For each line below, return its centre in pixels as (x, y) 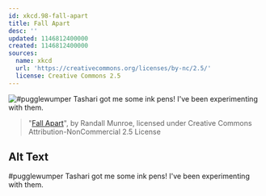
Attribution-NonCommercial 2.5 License (95, 131)
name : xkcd (34, 61)
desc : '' (23, 31)
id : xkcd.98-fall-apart (49, 16)
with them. (26, 185)
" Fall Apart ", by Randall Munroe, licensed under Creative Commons (140, 123)
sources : (23, 53)
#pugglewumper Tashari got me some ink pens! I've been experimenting (129, 176)
